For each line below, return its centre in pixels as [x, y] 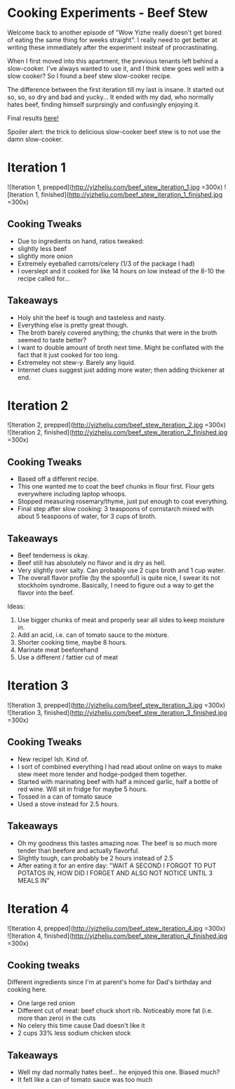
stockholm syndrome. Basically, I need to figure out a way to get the [115, 586]
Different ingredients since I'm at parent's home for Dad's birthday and [109, 982]
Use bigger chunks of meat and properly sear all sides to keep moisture [121, 620]
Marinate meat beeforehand [58, 650]
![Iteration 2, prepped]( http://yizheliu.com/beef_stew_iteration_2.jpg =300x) [117, 425]
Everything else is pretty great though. [73, 325]
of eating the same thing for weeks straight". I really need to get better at [112, 39]
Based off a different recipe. [58, 479]
